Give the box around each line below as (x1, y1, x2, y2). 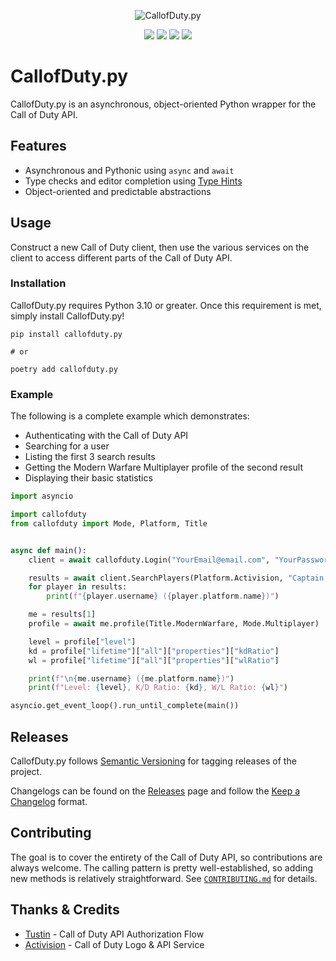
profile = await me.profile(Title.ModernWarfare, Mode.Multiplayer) (28, 619, 320, 629)
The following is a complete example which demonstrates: (10, 410, 250, 422)
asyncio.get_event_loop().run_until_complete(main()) (10, 701, 240, 711)
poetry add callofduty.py (10, 364, 118, 374)
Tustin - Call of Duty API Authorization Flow (24, 928, 205, 940)
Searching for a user (24, 440, 110, 452)
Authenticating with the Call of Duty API (24, 430, 189, 442)
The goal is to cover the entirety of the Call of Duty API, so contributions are (10, 851, 323, 863)
